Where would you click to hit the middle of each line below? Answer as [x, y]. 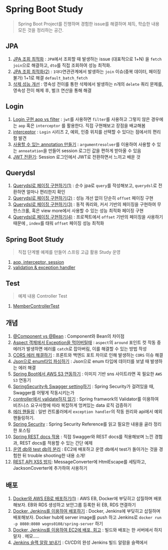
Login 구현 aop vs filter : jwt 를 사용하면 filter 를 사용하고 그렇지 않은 [81, 119]
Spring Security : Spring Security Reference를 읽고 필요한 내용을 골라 [82, 424]
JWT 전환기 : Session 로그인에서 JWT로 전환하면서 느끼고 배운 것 [76, 157]
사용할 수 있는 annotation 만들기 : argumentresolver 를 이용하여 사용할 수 [84, 144]
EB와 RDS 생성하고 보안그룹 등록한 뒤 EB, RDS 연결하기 [82, 505]
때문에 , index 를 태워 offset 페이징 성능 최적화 [58, 223]
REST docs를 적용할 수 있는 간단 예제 [56, 443]
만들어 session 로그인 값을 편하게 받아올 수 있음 [95, 150]
